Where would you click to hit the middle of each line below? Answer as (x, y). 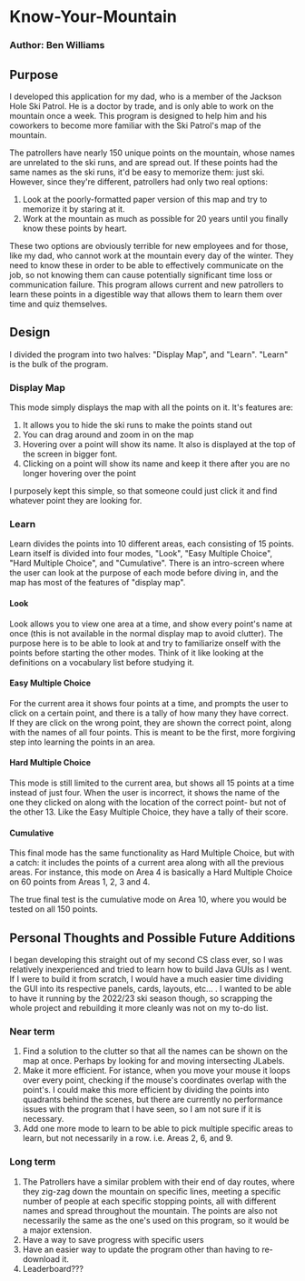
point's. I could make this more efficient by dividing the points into (146, 1090)
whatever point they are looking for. (76, 501)
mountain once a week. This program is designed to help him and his (138, 115)
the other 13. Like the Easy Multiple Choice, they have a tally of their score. (149, 812)
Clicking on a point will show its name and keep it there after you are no (156, 464)
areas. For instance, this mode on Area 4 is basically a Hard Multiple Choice (151, 872)
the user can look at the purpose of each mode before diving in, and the (144, 573)
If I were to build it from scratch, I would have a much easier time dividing (147, 978)
